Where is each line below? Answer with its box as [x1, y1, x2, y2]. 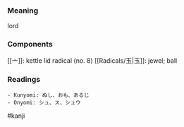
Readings [7, 74, 41, 84]
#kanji [7, 111, 25, 120]
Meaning [7, 6, 39, 16]
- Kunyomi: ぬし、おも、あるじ [7, 91, 90, 99]
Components [7, 40, 53, 49]
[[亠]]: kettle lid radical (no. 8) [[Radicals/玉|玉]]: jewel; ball [7, 56, 178, 65]
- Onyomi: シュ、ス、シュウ [7, 99, 81, 106]
